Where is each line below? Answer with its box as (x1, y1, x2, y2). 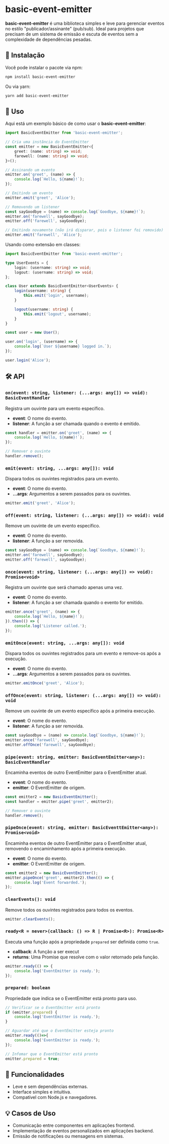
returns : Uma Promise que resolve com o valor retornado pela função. (12, 954, 159, 960)
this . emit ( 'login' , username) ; (23, 293, 89, 298)
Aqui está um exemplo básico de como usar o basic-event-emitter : (5, 120, 146, 127)
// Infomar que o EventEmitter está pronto (5, 1051, 98, 1057)
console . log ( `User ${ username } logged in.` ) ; (14, 344, 112, 349)
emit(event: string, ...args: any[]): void (5, 465, 114, 471)
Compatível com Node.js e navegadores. (12, 1094, 97, 1101)
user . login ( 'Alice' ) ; (5, 357, 51, 362)
